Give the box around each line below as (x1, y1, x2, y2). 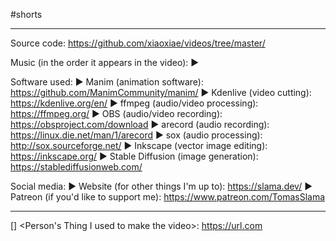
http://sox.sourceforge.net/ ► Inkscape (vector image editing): (10, 140, 268, 151)
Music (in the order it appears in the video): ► (10, 57, 200, 68)
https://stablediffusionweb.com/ (10, 161, 143, 173)
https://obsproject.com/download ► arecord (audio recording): (10, 119, 270, 130)
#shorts (10, 9, 43, 20)
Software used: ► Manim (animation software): (10, 76, 204, 88)
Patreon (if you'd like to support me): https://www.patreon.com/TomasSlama (10, 191, 326, 203)
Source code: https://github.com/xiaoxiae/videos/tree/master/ (10, 37, 266, 49)
